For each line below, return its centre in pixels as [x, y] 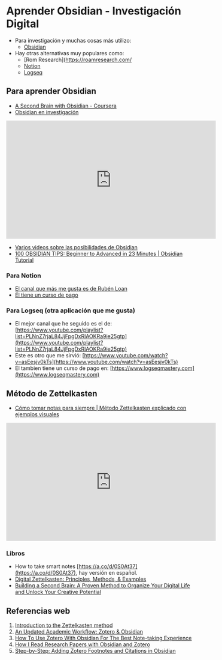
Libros [16, 554]
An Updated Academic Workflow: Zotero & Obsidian [79, 632]
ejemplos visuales [37, 414]
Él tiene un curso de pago [47, 295]
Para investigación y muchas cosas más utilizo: [73, 40]
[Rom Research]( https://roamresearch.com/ [78, 59]
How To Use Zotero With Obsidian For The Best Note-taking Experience [103, 638]
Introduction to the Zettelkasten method [64, 625]
